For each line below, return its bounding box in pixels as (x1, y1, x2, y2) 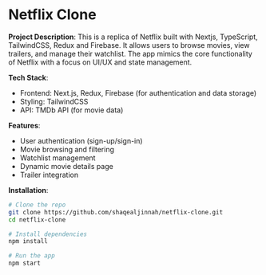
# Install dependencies (8, 230, 88, 238)
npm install (8, 238, 48, 246)
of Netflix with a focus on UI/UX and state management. (8, 57, 193, 67)
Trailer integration (19, 170, 78, 179)
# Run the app (8, 252, 56, 260)
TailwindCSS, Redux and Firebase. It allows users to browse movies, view (8, 40, 250, 49)
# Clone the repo (8, 201, 66, 209)
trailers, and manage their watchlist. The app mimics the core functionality (8, 49, 253, 58)
